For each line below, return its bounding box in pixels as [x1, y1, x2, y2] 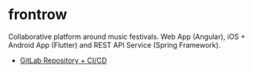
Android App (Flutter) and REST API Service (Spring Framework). [8, 40, 221, 49]
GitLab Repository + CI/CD [19, 56, 107, 65]
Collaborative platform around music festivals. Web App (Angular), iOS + [8, 32, 246, 41]
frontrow [8, 6, 68, 24]
